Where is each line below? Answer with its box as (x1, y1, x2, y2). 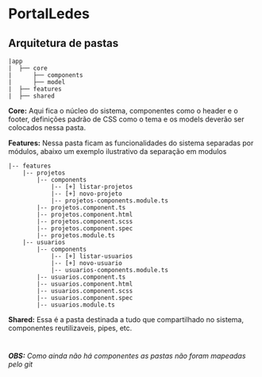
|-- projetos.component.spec (37, 225, 133, 233)
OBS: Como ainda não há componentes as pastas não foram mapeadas (8, 351, 246, 361)
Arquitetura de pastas (8, 37, 119, 50)
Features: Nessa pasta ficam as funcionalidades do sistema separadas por (8, 138, 254, 148)
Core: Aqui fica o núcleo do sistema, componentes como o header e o (8, 106, 238, 115)
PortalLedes (8, 5, 90, 23)
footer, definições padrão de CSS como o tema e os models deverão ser (8, 114, 245, 124)
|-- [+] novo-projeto (50, 190, 123, 198)
